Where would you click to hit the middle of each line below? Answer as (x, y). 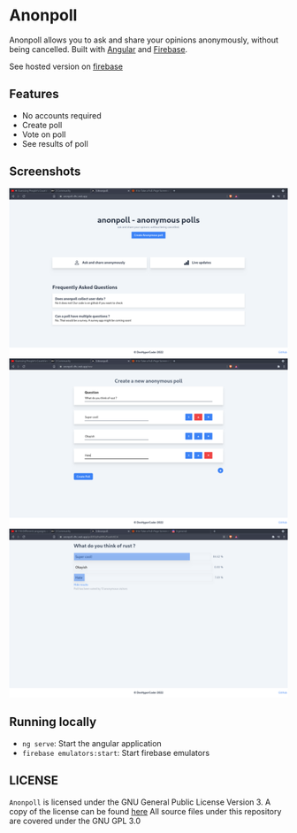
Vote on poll (44, 134)
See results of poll (55, 143)
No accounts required (61, 115)
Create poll (42, 125)
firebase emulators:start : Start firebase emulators (116, 753)
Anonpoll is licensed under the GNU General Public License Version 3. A (140, 802)
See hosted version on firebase (66, 66)
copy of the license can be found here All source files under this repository (145, 811)
